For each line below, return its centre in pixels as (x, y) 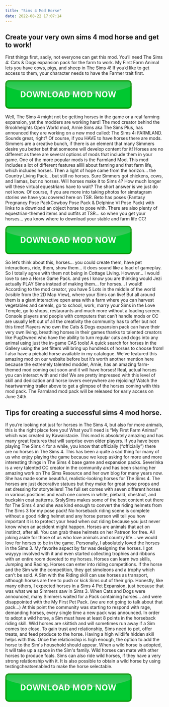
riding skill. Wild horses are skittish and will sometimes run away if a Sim (80, 624)
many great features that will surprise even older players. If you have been (82, 441)
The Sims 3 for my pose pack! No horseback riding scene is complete (77, 511)
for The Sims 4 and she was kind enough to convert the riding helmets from (83, 505)
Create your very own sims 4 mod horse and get (82, 37)
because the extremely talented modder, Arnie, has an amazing (71, 364)
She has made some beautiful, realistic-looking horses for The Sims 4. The (82, 479)
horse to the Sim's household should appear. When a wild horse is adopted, (83, 645)
